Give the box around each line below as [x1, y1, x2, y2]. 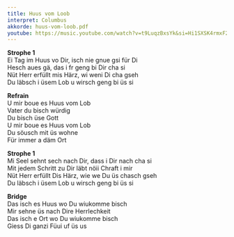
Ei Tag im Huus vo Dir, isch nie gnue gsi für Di [7, 56, 138, 65]
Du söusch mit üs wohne [7, 129, 79, 137]
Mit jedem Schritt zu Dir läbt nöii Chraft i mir [7, 164, 133, 172]
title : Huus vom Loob [7, 10, 70, 17]
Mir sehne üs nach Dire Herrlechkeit [7, 207, 111, 215]
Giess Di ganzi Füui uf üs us [7, 222, 87, 230]
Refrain [7, 92, 29, 100]
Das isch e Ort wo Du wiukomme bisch [7, 215, 118, 223]
